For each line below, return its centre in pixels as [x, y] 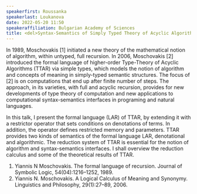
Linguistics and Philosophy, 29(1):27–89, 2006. [71, 185]
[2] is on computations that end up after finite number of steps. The [87, 81]
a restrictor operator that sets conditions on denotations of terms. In [88, 124]
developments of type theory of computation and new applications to [90, 94]
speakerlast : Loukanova [35, 17]
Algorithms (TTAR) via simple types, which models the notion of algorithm [95, 69]
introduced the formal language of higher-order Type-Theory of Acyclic [92, 63]
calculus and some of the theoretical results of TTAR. [70, 155]
